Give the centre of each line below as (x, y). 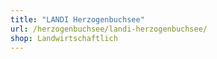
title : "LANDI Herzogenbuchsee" (77, 19)
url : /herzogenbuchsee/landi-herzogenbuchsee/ (109, 29)
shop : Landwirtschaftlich (64, 38)
